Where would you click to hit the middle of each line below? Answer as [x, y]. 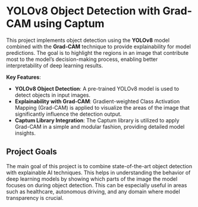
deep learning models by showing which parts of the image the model [92, 179]
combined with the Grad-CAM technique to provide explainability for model [99, 47]
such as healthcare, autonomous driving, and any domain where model [93, 191]
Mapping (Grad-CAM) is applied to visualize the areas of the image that [102, 107]
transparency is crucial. [35, 197]
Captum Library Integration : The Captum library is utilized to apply [97, 120]
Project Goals [32, 152]
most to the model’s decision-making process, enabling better [82, 59]
